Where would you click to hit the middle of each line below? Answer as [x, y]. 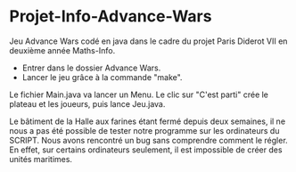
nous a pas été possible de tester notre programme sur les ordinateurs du [144, 130]
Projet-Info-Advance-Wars [111, 16]
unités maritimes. [41, 159]
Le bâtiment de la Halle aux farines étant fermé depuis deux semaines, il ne [148, 121]
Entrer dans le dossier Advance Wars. [91, 68]
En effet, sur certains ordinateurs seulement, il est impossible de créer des [146, 150]
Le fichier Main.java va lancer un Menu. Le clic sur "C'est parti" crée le [139, 94]
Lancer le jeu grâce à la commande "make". [102, 77]
